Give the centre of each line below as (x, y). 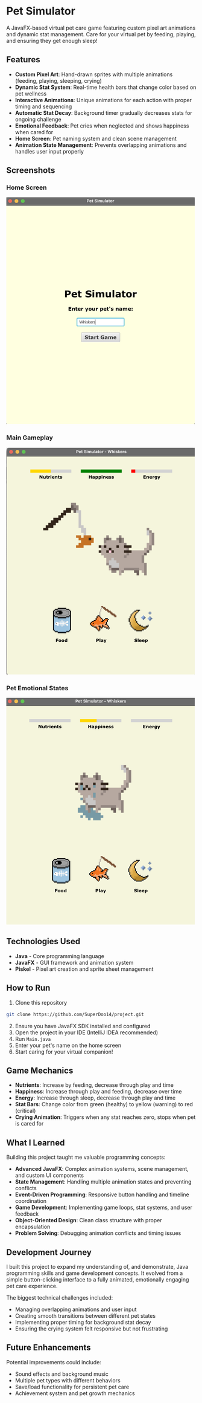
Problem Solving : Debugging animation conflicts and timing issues (98, 1233)
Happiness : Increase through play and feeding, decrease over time (98, 1092)
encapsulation (33, 1227)
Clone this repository (41, 1002)
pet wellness (31, 93)
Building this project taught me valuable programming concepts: (86, 1157)
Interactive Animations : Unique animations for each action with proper (103, 100)
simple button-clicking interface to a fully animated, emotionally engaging (98, 1279)
